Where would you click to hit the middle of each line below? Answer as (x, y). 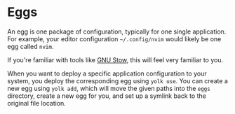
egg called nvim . (31, 46)
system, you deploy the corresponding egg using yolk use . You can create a (117, 80)
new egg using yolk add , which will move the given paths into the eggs (109, 88)
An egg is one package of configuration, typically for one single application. (117, 31)
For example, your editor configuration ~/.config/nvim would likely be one (114, 38)
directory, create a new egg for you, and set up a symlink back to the (107, 96)
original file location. (37, 103)
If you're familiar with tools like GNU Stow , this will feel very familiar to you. (115, 59)
